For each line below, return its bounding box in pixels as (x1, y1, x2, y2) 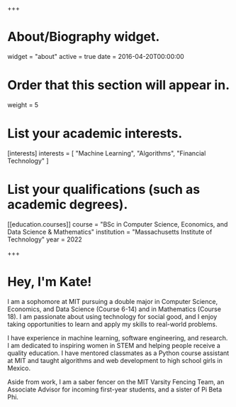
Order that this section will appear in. (7, 77, 230, 93)
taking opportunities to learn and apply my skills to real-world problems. (7, 320, 218, 328)
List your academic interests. (7, 126, 183, 142)
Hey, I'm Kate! (7, 273, 92, 290)
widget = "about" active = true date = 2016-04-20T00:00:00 (7, 52, 184, 60)
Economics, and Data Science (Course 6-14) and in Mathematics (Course (7, 305, 222, 313)
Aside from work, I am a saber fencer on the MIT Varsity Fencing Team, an (7, 377, 225, 386)
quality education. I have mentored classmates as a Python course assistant (7, 349, 230, 357)
